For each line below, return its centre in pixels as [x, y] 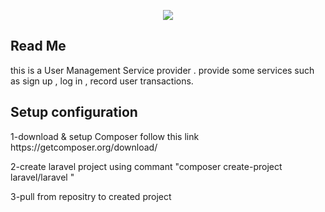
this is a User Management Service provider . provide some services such [162, 70]
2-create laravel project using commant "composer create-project [146, 166]
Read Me [38, 46]
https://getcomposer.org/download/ [84, 147]
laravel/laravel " [42, 177]
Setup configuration [74, 112]
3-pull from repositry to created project [91, 196]
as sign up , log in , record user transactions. [102, 81]
